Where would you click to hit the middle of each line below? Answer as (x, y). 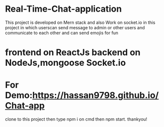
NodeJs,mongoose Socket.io (66, 63)
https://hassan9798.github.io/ (95, 95)
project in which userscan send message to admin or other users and (75, 27)
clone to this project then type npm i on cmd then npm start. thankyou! (76, 119)
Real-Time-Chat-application (63, 9)
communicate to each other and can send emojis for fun (62, 33)
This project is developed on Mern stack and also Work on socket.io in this (80, 22)
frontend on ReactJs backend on (73, 53)
